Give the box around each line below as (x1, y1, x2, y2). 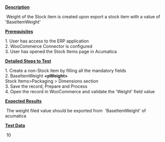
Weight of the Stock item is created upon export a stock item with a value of (6, 14, 161, 19)
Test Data (5, 123, 26, 128)
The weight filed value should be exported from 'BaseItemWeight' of (6, 108, 146, 113)
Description (5, 4, 30, 10)
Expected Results (5, 98, 42, 104)
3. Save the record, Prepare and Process (5, 83, 88, 89)
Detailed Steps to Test (5, 58, 51, 64)
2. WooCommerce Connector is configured (5, 43, 93, 49)
